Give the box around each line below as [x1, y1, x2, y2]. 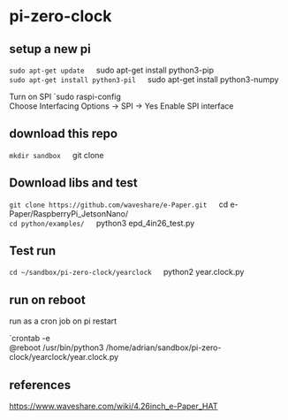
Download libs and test [9, 175, 139, 191]
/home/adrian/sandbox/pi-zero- [105, 342, 222, 353]
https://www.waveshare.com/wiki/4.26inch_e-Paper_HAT [9, 401, 218, 412]
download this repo [9, 126, 117, 141]
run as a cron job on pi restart [9, 316, 117, 326]
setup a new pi [9, 42, 91, 57]
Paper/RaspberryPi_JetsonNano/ [9, 208, 129, 218]
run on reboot [9, 292, 86, 307]
